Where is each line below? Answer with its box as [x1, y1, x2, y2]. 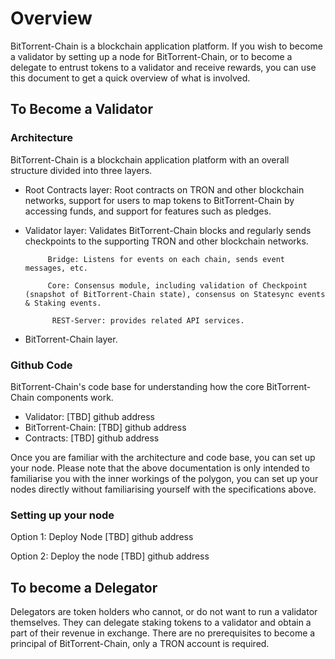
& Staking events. [24, 298, 102, 308]
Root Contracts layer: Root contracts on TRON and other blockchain [24, 183, 305, 196]
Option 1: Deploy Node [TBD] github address [10, 531, 194, 543]
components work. [36, 391, 114, 403]
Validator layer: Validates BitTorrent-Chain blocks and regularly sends [24, 224, 312, 236]
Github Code [10, 358, 73, 372]
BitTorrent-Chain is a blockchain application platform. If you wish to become [10, 40, 323, 52]
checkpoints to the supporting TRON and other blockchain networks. [24, 235, 309, 247]
